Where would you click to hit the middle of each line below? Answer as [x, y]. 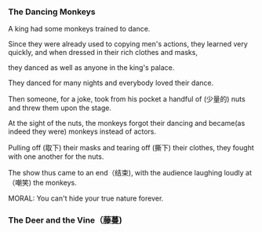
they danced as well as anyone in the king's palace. [91, 68]
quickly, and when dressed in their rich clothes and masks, [103, 53]
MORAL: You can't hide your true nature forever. [86, 198]
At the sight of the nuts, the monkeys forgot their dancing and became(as [127, 123]
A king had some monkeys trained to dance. [79, 29]
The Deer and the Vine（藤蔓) [65, 220]
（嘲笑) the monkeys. [42, 182]
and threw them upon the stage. [60, 108]
